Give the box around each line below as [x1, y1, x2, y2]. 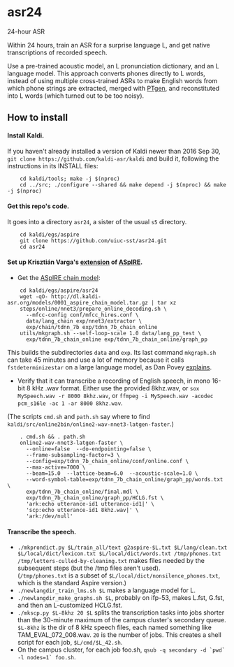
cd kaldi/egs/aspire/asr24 [20, 287, 98, 294]
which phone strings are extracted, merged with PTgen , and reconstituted [7, 84, 220, 92]
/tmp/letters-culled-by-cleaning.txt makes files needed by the [17, 557, 205, 565]
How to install [7, 112, 68, 124]
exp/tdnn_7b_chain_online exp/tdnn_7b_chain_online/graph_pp [25, 336, 208, 343]
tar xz [156, 299, 177, 306]
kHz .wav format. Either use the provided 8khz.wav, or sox [31, 383, 200, 392]
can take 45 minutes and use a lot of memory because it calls [7, 356, 184, 364]
